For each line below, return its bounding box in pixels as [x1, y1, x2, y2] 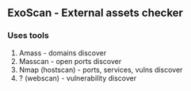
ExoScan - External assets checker [7, 6, 184, 20]
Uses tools [7, 30, 49, 41]
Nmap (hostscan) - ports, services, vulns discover [18, 65, 183, 74]
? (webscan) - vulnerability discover [18, 73, 137, 82]
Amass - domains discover [18, 47, 107, 58]
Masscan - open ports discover [18, 56, 122, 66]
